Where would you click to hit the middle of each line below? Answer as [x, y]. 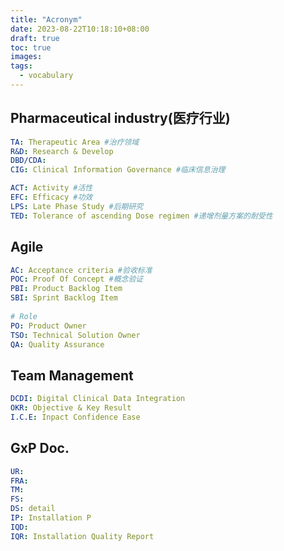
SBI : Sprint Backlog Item [64, 298]
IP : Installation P [51, 518]
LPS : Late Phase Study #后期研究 [77, 206]
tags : [21, 66]
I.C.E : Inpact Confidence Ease [75, 417]
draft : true [35, 38]
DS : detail [33, 509]
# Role [24, 316]
